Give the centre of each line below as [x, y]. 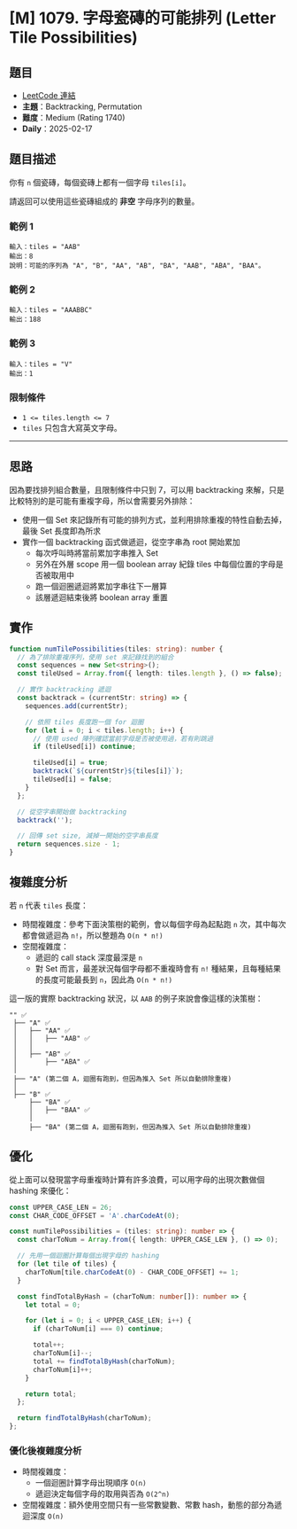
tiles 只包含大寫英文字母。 [72, 428]
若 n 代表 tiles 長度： [49, 905]
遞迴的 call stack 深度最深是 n [89, 957]
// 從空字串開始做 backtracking [72, 812]
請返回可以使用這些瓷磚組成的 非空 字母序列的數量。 [104, 201]
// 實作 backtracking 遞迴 [64, 690]
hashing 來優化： [40, 1190]
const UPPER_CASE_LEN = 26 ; [61, 1207]
